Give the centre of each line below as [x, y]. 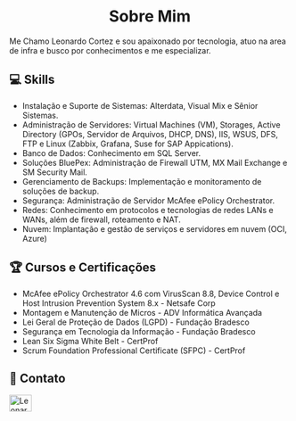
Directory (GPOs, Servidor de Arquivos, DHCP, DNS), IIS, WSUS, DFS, [150, 134]
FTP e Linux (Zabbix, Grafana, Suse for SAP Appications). [127, 144]
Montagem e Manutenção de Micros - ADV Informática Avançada [142, 312]
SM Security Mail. [54, 172]
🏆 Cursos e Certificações [83, 268]
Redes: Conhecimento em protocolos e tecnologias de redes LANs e [148, 210]
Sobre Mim [150, 17]
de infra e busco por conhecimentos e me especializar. [110, 50]
